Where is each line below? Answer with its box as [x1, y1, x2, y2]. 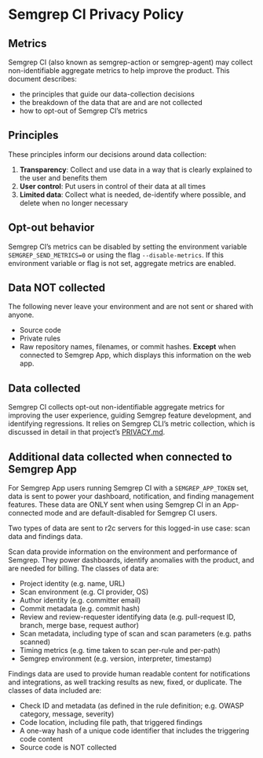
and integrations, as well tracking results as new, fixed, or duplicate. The [8, 677, 242, 687]
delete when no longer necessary [19, 198, 128, 207]
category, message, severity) [19, 709, 115, 719]
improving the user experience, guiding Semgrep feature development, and [8, 410, 252, 421]
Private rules [19, 333, 61, 343]
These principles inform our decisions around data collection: [8, 149, 206, 159]
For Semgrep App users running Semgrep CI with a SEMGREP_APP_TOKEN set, [8, 483, 249, 493]
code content [19, 734, 63, 744]
